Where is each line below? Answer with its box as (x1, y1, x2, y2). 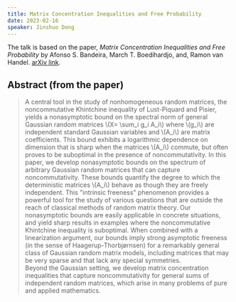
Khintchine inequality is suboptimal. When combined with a (24, 226, 198, 234)
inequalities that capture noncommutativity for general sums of (24, 271, 210, 280)
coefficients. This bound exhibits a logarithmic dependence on (24, 136, 208, 144)
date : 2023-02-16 (7, 17, 59, 24)
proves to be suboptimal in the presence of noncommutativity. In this (24, 151, 227, 159)
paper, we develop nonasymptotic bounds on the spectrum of (24, 158, 206, 167)
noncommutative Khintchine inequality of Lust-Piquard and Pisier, (24, 105, 217, 114)
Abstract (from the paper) (7, 79, 124, 91)
